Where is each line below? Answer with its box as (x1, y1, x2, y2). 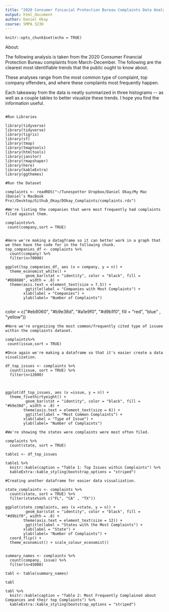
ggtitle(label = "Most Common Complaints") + (25, 412, 123, 417)
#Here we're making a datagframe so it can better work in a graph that (5, 238, 161, 243)
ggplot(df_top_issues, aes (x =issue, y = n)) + (5, 390, 109, 395)
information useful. (5, 100, 44, 106)
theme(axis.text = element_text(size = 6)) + (23, 408, 121, 413)
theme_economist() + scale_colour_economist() (10, 540, 109, 545)
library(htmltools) (5, 150, 46, 155)
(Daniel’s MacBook (5, 194, 44, 199)
